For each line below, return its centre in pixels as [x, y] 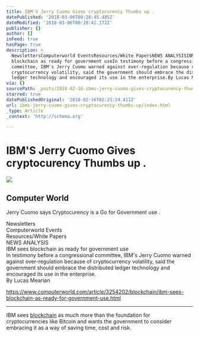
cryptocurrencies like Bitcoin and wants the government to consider [89, 321]
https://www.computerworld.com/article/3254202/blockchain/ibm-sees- [95, 292]
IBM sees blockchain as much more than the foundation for [78, 315]
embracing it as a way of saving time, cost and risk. [69, 328]
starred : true [24, 94]
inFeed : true [22, 39]
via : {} [16, 84]
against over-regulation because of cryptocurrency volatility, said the [90, 261]
